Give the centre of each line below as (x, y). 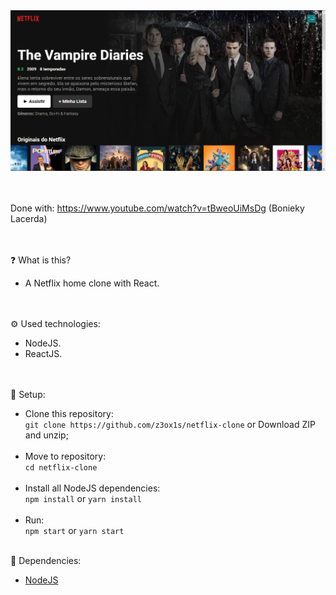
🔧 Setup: (28, 395)
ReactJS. (43, 354)
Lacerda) (29, 219)
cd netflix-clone (61, 468)
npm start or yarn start (74, 531)
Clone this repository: (69, 414)
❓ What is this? (41, 260)
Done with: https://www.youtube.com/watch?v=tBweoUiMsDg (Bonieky (157, 208)
